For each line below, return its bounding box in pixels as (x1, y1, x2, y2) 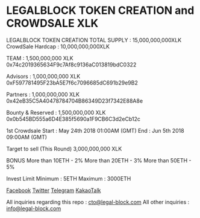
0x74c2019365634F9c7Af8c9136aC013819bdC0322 (6, 61, 137, 68)
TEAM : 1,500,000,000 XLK (6, 54, 73, 62)
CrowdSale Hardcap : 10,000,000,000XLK (6, 43, 110, 50)
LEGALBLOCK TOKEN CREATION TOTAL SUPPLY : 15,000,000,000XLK (6, 36, 182, 43)
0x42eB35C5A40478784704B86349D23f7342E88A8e (6, 97, 143, 104)
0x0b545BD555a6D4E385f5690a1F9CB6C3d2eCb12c (6, 115, 140, 123)
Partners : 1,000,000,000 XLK (6, 91, 80, 98)
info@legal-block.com (6, 205, 61, 212)
